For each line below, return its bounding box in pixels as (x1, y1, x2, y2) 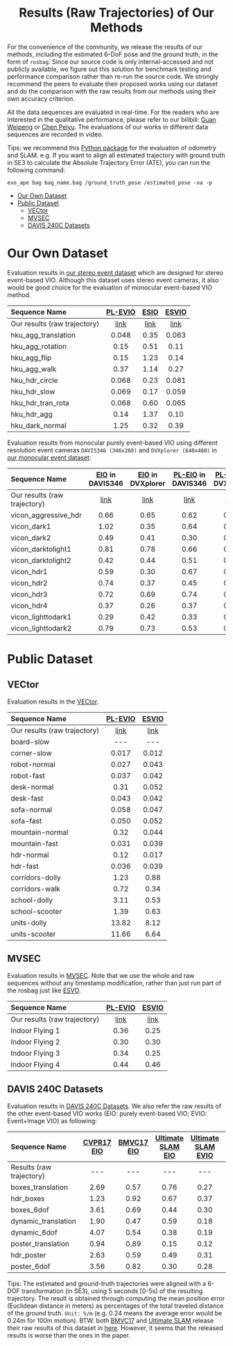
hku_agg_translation (10, 330, 76, 340)
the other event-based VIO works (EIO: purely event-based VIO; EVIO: (7, 1109, 207, 1118)
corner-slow (10, 748, 52, 758)
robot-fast (10, 770, 45, 780)
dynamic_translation (10, 1216, 76, 1226)
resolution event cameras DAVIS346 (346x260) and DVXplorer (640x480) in (7, 445, 217, 454)
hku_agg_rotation (10, 341, 67, 351)
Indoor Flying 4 (10, 1059, 60, 1069)
